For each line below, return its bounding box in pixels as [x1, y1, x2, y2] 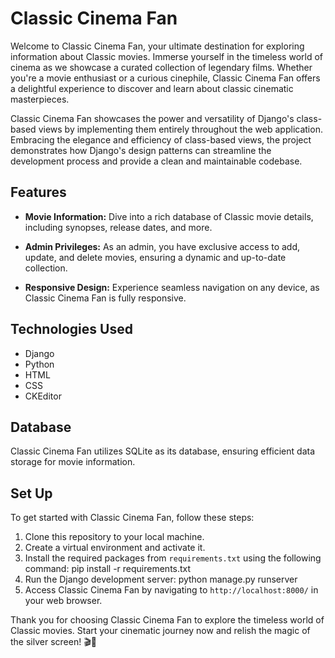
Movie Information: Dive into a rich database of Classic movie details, [24, 210, 314, 222]
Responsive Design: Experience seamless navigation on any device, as [24, 281, 320, 293]
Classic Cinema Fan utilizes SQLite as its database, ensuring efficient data [10, 445, 316, 457]
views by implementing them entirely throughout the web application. [38, 123, 323, 135]
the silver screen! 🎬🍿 [10, 636, 97, 648]
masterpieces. [10, 93, 70, 105]
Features [10, 184, 67, 201]
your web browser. [24, 595, 103, 607]
